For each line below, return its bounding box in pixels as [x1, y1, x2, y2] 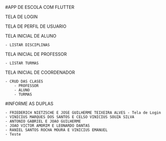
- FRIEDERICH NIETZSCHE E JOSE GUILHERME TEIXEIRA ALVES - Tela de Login [5, 110, 162, 115]
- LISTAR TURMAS [5, 61, 39, 66]
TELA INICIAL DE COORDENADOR [5, 69, 76, 75]
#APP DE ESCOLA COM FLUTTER [5, 4, 75, 10]
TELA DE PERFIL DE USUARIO [5, 23, 67, 29]
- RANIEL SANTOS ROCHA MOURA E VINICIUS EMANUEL [5, 128, 108, 133]
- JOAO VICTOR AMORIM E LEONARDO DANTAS [5, 123, 90, 128]
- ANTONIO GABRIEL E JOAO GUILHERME [5, 119, 81, 124]
